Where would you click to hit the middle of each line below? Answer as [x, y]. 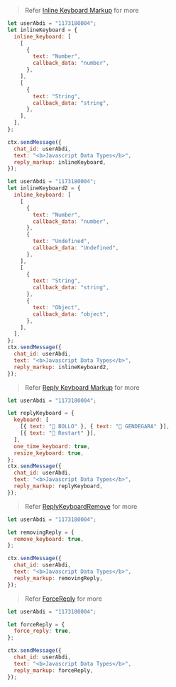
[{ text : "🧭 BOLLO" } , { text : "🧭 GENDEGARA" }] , [95, 427]
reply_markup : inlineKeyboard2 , [62, 367]
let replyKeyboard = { [41, 413]
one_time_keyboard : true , [52, 446]
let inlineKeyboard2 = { [44, 188]
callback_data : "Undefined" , [76, 248]
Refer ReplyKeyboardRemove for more [81, 506]
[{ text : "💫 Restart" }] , [59, 433]
